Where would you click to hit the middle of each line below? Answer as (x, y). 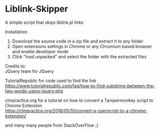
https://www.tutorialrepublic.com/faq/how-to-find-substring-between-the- (80, 85)
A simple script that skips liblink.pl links (44, 22)
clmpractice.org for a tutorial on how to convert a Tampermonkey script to (79, 100)
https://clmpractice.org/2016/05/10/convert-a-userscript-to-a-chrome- (76, 111)
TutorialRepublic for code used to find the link (51, 81)
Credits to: (16, 66)
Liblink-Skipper (36, 9)
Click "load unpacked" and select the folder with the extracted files (79, 56)
